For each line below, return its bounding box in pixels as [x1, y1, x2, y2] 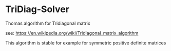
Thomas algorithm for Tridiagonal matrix [5, 20, 91, 26]
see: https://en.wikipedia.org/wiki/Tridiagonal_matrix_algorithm [5, 30, 139, 36]
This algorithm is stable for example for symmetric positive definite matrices [5, 39, 166, 46]
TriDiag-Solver [5, 4, 69, 15]
